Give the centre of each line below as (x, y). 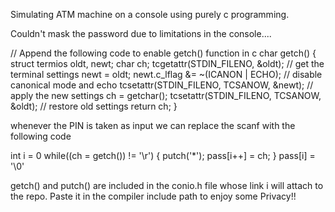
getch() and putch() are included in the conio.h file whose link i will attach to (167, 185)
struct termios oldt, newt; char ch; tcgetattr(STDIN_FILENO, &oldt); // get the (167, 63)
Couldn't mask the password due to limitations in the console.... (141, 33)
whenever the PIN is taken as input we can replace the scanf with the (153, 125)
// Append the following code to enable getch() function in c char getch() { (163, 53)
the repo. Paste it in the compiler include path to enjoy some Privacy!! (153, 196)
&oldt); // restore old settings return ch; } (94, 106)
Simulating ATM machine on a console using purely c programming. (150, 14)
